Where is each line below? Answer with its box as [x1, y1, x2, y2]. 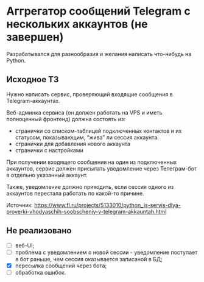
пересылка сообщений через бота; [15, 262, 107, 269]
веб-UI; [15, 242, 35, 249]
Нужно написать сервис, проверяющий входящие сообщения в [6, 90, 173, 98]
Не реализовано [6, 225, 72, 236]
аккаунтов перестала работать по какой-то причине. [6, 189, 144, 197]
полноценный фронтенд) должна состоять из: [6, 115, 126, 122]
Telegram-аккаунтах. [6, 97, 60, 104]
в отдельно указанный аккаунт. [6, 171, 88, 178]
